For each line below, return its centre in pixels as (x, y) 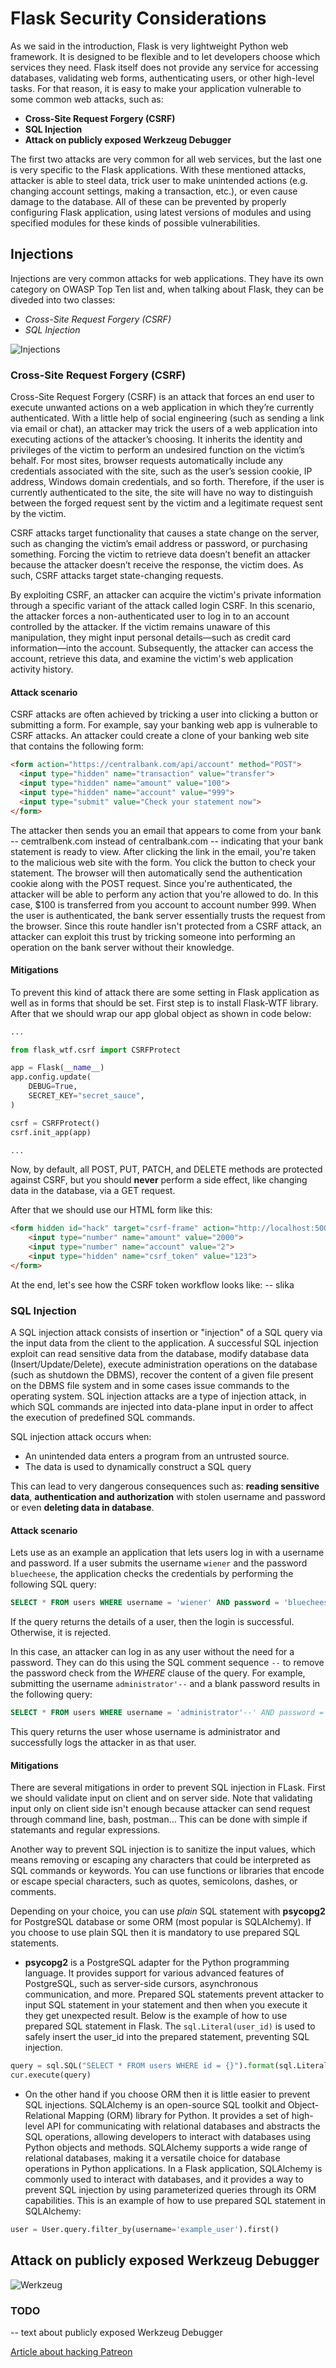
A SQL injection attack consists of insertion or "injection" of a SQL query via (166, 1333)
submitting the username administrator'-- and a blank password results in (165, 1684)
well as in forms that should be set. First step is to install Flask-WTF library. (164, 1003)
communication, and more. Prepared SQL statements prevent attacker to (174, 1994)
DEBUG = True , (53, 1087)
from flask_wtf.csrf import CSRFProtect (96, 1050)
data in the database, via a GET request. (93, 1191)
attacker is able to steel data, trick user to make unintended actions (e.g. (159, 180)
